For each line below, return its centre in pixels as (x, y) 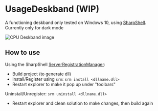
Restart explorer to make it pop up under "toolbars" (64, 84)
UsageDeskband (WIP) (52, 9)
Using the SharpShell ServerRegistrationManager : (55, 64)
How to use (23, 53)
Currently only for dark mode (34, 27)
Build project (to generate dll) (42, 74)
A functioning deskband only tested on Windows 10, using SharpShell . (76, 22)
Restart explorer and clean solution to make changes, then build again (82, 103)
